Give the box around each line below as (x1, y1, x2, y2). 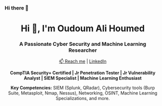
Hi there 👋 (4, 4, 29, 11)
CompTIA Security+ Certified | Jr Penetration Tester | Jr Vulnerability (10, 70, 156, 76)
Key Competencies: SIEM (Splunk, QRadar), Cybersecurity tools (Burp (10, 85, 155, 91)
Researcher (68, 47, 97, 54)
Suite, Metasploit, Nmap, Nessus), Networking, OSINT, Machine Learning (8, 90, 158, 96)
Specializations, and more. (55, 96, 110, 102)
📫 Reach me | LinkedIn (58, 58, 107, 64)
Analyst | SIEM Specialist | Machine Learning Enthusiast (24, 75, 142, 81)
